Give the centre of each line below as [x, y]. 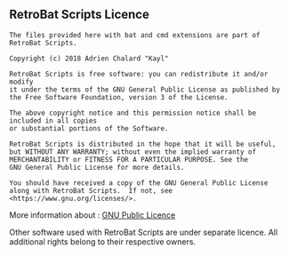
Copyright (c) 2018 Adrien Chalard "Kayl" [89, 58]
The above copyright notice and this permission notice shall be [132, 113]
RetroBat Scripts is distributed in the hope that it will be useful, [143, 144]
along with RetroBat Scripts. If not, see [91, 190]
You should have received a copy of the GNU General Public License [139, 183]
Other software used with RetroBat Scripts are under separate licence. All [144, 232]
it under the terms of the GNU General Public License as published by [144, 89]
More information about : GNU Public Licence [92, 215]
